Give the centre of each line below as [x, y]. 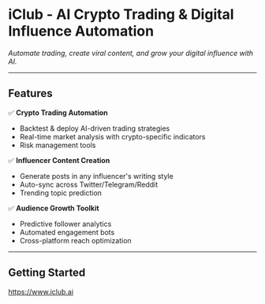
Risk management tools [58, 145]
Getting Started [47, 273]
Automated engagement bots [67, 232]
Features [30, 93]
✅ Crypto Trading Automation [58, 113]
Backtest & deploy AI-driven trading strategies [95, 128]
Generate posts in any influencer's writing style [96, 176]
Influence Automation [81, 31]
